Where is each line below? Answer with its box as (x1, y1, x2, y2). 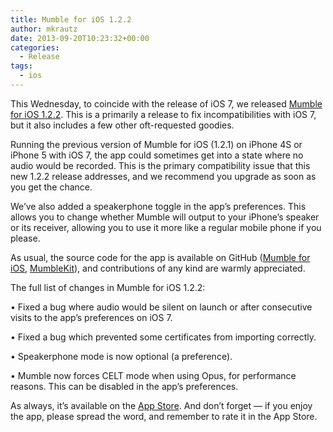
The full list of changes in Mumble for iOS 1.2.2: (10, 281, 206, 293)
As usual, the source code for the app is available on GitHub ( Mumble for (10, 251, 311, 263)
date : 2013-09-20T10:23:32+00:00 (10, 33, 150, 43)
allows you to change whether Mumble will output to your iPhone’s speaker (10, 211, 320, 223)
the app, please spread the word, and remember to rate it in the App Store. (10, 410, 318, 422)
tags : (10, 61, 33, 71)
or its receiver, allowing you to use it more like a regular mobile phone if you (10, 221, 322, 233)
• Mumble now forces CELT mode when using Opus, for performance (10, 369, 297, 381)
